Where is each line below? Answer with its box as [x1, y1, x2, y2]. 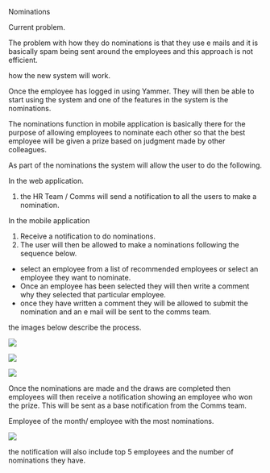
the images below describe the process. [8, 322, 142, 332]
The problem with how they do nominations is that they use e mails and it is [8, 38, 259, 48]
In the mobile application [8, 216, 90, 225]
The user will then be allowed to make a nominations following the [19, 240, 239, 249]
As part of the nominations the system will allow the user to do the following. [8, 160, 263, 170]
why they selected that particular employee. [19, 290, 167, 299]
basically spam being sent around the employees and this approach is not [8, 47, 254, 56]
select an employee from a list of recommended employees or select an [19, 264, 259, 273]
